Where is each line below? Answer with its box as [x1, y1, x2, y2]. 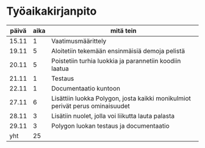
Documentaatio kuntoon [51, 84, 121, 92]
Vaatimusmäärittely [51, 37, 107, 45]
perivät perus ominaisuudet [51, 102, 130, 110]
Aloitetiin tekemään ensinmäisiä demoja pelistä [51, 46, 185, 55]
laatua [51, 64, 69, 73]
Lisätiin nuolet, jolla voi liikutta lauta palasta [51, 111, 175, 120]
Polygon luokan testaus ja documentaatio [51, 121, 170, 130]
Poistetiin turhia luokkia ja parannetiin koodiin [51, 56, 181, 65]
